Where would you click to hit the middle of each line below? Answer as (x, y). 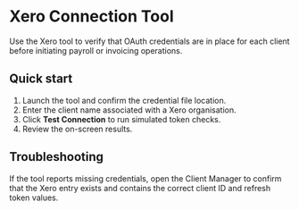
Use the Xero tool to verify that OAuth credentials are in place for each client (149, 41)
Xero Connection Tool (91, 17)
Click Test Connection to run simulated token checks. (121, 119)
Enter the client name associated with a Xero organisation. (129, 110)
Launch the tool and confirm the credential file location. (124, 100)
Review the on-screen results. (77, 129)
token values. (34, 197)
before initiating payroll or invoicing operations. (96, 50)
